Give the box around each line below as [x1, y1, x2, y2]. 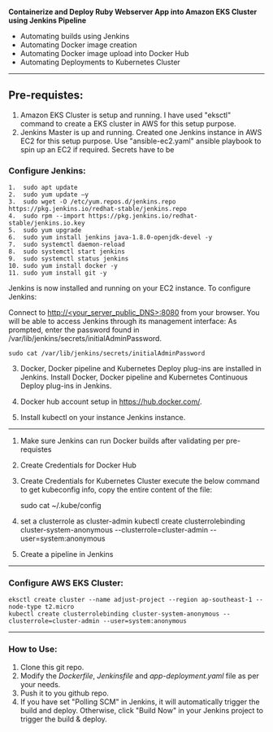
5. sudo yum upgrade [8, 226, 82, 235]
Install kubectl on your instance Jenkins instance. [19, 413, 186, 423]
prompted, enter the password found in [8, 325, 140, 335]
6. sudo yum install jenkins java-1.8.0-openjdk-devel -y [8, 234, 213, 242]
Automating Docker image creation [19, 40, 137, 50]
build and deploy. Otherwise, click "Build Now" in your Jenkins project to [19, 705, 264, 715]
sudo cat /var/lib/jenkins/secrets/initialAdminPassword [8, 349, 206, 357]
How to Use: [8, 643, 58, 655]
